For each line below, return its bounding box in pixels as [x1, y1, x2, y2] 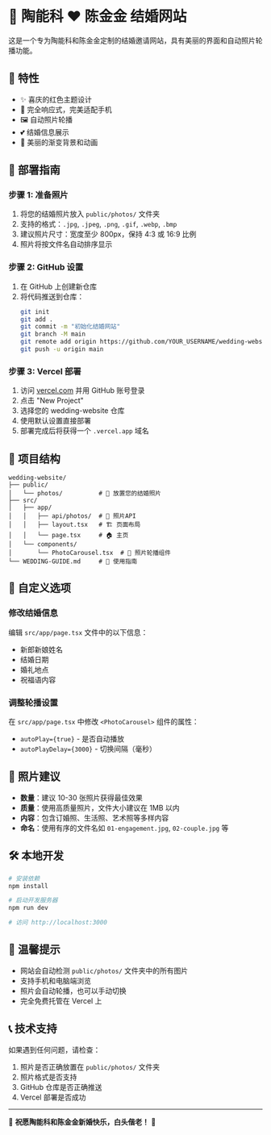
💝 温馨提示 [8, 943, 60, 957]
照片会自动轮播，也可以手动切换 [19, 986, 127, 995]
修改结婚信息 [8, 607, 59, 619]
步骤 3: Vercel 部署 [8, 365, 82, 377]
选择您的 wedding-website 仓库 [19, 406, 125, 415]
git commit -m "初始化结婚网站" [19, 323, 121, 331]
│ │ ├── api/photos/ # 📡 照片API [8, 512, 136, 520]
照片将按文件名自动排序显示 [19, 240, 113, 249]
